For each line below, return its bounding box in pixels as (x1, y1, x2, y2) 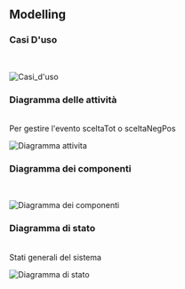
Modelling (9, 7, 67, 22)
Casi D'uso (9, 34, 58, 46)
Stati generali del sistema (9, 252, 102, 262)
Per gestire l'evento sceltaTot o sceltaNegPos (9, 123, 176, 133)
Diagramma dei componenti (9, 162, 132, 174)
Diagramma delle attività (9, 93, 117, 106)
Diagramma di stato (9, 222, 96, 235)
